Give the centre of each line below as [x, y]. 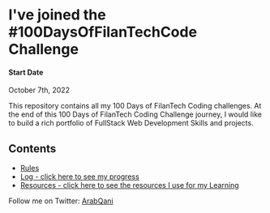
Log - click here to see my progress [79, 177]
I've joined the [58, 15]
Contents [32, 149]
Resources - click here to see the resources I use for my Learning [129, 185]
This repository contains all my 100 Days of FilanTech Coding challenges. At [135, 106]
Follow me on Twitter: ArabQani [61, 201]
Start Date [26, 72]
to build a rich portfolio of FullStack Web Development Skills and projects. [131, 123]
